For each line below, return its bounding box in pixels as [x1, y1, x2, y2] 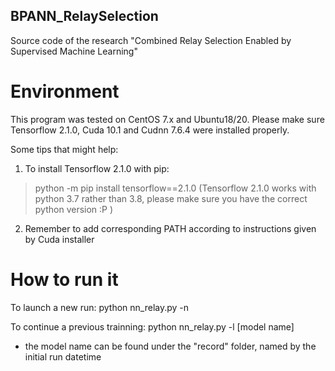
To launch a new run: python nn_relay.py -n [10, 301, 190, 313]
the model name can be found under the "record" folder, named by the [24, 340, 317, 352]
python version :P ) [34, 203, 114, 215]
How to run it [10, 268, 119, 291]
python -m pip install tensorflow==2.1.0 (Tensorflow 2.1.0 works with [34, 182, 317, 194]
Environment [10, 80, 120, 103]
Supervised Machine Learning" [10, 45, 138, 57]
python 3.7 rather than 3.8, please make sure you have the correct [34, 192, 308, 204]
